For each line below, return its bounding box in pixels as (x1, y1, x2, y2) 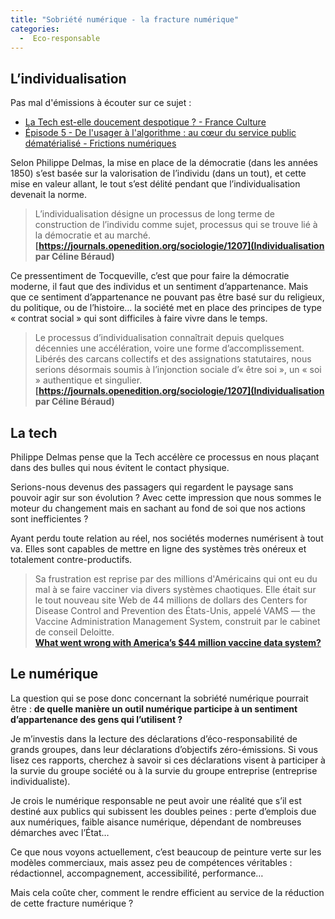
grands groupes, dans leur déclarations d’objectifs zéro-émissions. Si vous (10, 743, 319, 755)
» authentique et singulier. (34, 374, 143, 386)
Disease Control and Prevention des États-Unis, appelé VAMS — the (34, 605, 316, 616)
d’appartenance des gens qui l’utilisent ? (10, 713, 183, 725)
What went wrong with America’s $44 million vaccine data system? (34, 637, 322, 648)
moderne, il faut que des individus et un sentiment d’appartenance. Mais (10, 281, 309, 293)
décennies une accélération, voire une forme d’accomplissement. (34, 342, 305, 355)
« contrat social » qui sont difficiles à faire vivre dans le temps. (10, 312, 268, 325)
